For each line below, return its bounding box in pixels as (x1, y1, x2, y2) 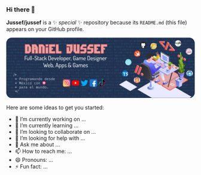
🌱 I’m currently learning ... (14, 122, 79, 129)
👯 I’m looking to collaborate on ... (14, 128, 96, 135)
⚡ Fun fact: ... (14, 162, 48, 170)
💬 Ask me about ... (14, 140, 60, 148)
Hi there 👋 (6, 5, 36, 14)
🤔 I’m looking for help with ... (14, 134, 86, 142)
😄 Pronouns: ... (14, 156, 54, 163)
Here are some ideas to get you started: (6, 104, 105, 111)
